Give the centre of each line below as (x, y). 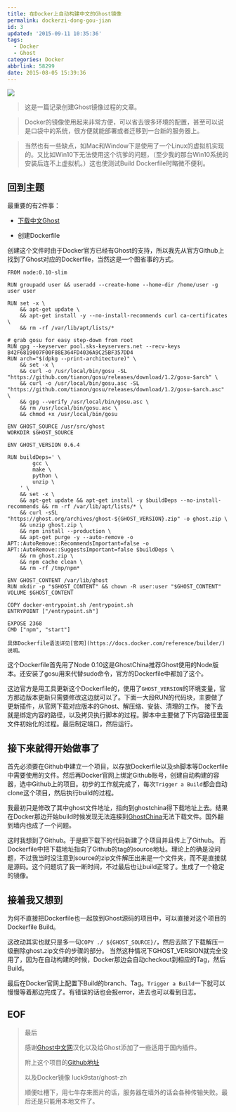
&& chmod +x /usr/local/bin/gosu (69, 415)
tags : (15, 40)
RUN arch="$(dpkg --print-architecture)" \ (72, 359)
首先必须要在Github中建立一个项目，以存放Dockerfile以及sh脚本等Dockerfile (118, 766)
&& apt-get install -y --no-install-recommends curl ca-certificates (124, 316)
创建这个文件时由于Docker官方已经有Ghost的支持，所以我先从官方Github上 (116, 251)
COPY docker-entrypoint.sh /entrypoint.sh (70, 605)
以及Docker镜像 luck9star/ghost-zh (76, 1077)
